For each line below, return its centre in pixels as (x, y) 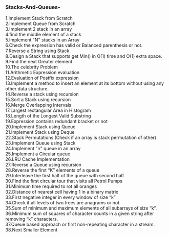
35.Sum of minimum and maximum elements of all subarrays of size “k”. (81, 208)
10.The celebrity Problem (31, 67)
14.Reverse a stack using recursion (42, 94)
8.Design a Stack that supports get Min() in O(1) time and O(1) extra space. (84, 56)
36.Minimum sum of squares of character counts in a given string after (80, 214)
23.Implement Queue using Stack (40, 143)
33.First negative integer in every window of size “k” (61, 197)
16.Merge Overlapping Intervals (38, 105)
